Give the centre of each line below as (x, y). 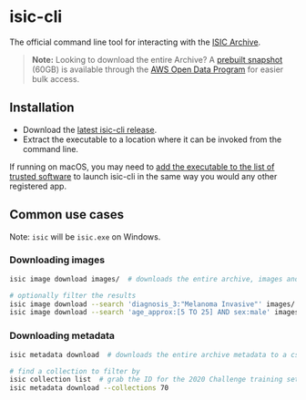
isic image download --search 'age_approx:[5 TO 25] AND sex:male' (140, 313)
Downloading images (57, 260)
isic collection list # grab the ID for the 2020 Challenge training (146, 380)
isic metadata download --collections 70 (89, 388)
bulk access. (56, 78)
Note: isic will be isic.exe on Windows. (85, 236)
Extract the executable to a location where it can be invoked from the (152, 139)
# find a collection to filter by (75, 371)
